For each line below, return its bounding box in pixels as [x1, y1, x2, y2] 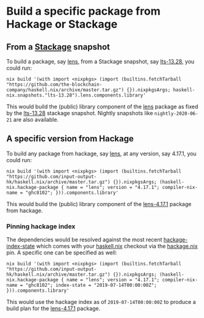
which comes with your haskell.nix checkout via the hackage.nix [36, 243, 198, 250]
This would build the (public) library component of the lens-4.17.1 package [6, 200, 192, 207]
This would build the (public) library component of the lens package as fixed [6, 103, 199, 110]
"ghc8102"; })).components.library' [25, 190, 119, 196]
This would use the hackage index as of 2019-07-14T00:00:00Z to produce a [6, 298, 196, 306]
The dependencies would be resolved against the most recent [6, 236, 162, 243]
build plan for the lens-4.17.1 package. [6, 305, 101, 312]
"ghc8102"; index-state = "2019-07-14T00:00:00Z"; [25, 283, 157, 289]
